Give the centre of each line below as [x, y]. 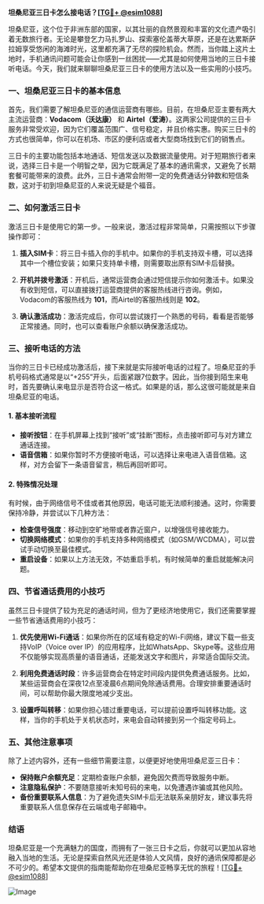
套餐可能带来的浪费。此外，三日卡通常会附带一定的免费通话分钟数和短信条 [128, 176]
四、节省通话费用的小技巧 [57, 592]
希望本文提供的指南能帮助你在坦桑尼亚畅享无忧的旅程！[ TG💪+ [142, 868]
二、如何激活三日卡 [44, 208]
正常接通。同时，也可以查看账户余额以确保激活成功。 [106, 326]
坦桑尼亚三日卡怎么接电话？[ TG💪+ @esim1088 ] [86, 12]
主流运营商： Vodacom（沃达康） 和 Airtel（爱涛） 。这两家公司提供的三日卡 [130, 119]
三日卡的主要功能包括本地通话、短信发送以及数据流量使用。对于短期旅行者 [128, 156]
